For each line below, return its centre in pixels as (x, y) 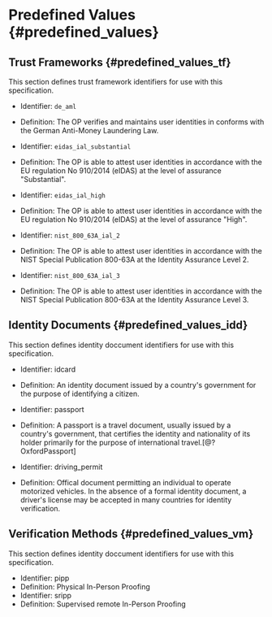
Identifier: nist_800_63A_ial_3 (70, 275)
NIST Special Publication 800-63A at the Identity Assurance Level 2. (134, 259)
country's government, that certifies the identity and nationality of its (135, 433)
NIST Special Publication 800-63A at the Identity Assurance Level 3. (134, 300)
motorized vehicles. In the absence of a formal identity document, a (133, 491)
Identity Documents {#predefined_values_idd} (128, 326)
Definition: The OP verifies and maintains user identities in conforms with (142, 122)
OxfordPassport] (48, 451)
